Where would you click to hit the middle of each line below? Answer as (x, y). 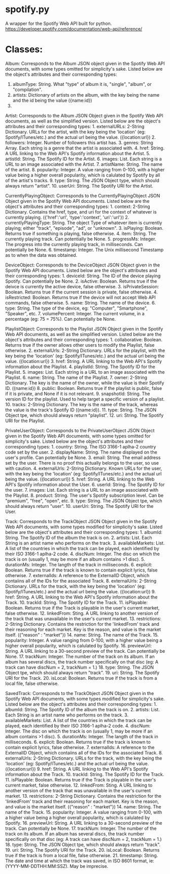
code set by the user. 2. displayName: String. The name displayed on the (81, 452)
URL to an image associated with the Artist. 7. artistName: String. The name (84, 164)
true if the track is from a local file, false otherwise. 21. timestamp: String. (82, 855)
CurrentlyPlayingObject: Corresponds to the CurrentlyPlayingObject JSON (83, 195)
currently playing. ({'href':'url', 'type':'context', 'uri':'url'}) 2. (67, 217)
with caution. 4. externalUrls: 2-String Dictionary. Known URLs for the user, (84, 468)
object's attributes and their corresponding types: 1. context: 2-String (78, 206)
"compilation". (27, 89)
